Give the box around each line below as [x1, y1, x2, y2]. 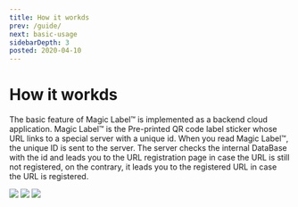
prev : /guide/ [9, 21, 62, 30]
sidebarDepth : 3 [9, 37, 70, 47]
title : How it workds [9, 12, 90, 22]
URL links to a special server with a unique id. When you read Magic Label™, [9, 133, 289, 144]
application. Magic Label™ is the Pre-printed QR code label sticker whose [9, 124, 278, 135]
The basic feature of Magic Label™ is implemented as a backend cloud [9, 114, 268, 125]
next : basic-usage [9, 29, 78, 38]
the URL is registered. [9, 171, 89, 182]
